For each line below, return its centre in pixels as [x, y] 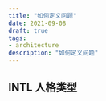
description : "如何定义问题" [53, 53]
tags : [17, 38]
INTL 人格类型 [43, 88]
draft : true [28, 30]
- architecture [34, 46]
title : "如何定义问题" [43, 16]
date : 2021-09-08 [37, 23]
